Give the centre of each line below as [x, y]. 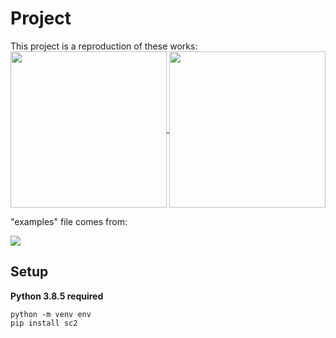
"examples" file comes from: [69, 221]
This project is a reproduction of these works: [104, 46]
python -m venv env [51, 314]
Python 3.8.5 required [57, 296]
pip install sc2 [44, 323]
